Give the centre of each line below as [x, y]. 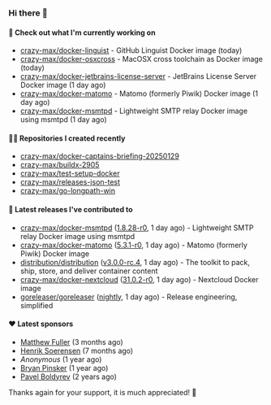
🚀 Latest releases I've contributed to [71, 209]
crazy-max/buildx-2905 [60, 165]
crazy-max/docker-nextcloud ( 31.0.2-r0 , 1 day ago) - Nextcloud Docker [139, 279]
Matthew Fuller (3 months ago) [71, 342]
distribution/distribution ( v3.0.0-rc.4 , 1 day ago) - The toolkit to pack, [135, 262]
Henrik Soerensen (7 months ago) [77, 351]
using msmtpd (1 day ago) [63, 120]
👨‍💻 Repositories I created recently [67, 138]
